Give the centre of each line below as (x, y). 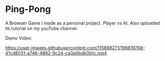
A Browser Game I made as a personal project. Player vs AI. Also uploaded (82, 23)
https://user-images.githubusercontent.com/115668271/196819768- (75, 47)
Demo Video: (19, 38)
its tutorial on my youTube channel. (42, 28)
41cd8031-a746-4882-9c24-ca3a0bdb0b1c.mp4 (56, 53)
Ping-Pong (28, 9)
